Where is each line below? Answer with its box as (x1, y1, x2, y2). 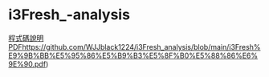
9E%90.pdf (8, 59, 47, 69)
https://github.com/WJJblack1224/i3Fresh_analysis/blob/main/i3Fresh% (22, 42, 261, 51)
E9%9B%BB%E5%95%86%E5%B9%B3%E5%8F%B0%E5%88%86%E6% (8, 51, 259, 60)
